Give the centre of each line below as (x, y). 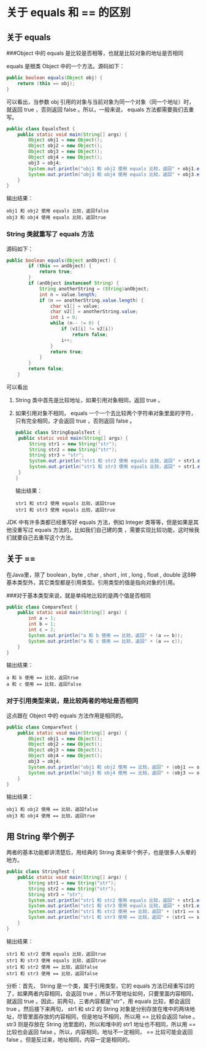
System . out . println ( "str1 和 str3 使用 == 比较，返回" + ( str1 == (111, 918)
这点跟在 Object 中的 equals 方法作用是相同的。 (67, 716)
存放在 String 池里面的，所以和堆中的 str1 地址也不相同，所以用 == (112, 1024)
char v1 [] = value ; (75, 306)
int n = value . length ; (68, 294)
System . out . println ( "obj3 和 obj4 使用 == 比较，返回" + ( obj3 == (111, 773)
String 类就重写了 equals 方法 (50, 234)
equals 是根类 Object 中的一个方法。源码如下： (66, 66)
